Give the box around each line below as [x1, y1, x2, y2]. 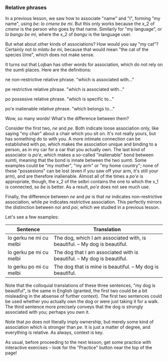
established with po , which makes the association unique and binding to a [5, 141, 157, 147]
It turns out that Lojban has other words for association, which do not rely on [5, 62, 163, 68]
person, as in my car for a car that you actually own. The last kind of [5, 147, 145, 153]
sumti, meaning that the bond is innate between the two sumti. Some [5, 157, 146, 163]
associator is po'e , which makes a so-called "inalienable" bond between [5, 152, 154, 158]
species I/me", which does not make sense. [5, 52, 95, 58]
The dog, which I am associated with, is [53, 234, 146, 242]
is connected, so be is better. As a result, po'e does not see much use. [5, 184, 150, 190]
